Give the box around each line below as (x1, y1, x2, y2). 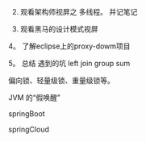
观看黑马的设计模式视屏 (19, 24, 98, 34)
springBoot (8, 109, 46, 119)
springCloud (8, 124, 50, 134)
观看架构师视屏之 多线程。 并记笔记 (19, 7, 138, 16)
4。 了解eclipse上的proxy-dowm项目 (8, 41, 131, 51)
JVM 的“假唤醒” (8, 93, 60, 102)
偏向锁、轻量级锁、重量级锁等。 (8, 76, 115, 85)
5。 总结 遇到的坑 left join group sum (8, 59, 131, 68)
